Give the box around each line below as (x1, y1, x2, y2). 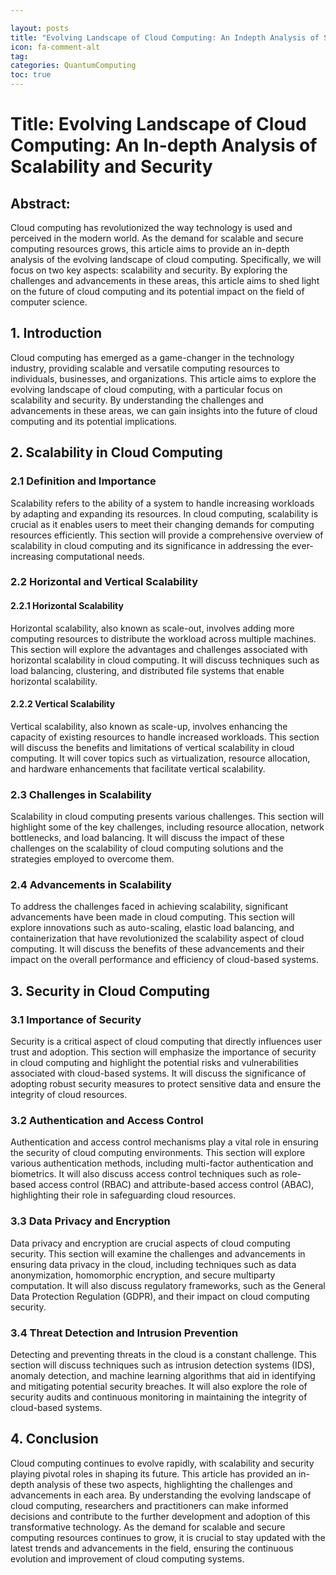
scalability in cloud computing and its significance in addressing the (10, 539, 290, 551)
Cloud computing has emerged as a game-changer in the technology (10, 351, 295, 363)
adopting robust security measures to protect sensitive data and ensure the (10, 1078, 322, 1090)
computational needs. (55, 550, 145, 562)
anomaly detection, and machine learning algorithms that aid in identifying (10, 1370, 316, 1381)
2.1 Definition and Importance (10, 474, 157, 488)
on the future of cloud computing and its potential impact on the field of (10, 286, 305, 297)
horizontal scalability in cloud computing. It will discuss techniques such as (10, 654, 320, 666)
